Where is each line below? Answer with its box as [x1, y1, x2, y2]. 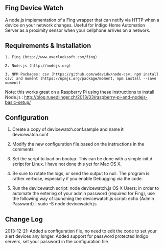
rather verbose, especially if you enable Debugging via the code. [12, 176, 143, 182]
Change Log [5, 215, 43, 224]
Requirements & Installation [5, 42, 92, 50]
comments [12, 147, 34, 152]
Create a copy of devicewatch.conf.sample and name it [12, 126, 124, 132]
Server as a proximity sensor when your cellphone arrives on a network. [5, 27, 151, 33]
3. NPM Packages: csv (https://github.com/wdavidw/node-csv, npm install [5, 72, 159, 76]
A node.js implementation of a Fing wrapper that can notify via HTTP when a [5, 17, 160, 23]
